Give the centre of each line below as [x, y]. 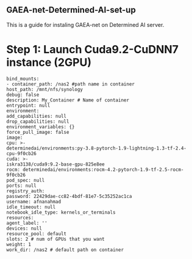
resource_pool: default [37, 234]
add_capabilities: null [37, 116]
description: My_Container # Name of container [68, 100]
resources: [20, 217]
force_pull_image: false [38, 132]
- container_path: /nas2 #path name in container [71, 84]
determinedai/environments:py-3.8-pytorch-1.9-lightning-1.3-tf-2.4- [97, 148]
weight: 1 [19, 244]
